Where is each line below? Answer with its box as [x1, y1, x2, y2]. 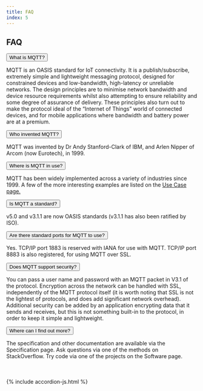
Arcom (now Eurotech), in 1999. [6, 150, 85, 157]
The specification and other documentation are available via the [6, 340, 165, 347]
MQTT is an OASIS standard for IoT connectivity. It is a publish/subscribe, [6, 66, 190, 74]
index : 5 [6, 15, 28, 21]
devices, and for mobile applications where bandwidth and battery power [6, 112, 190, 119]
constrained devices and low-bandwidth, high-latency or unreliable [6, 80, 174, 87]
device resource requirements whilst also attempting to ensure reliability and [6, 92, 198, 100]
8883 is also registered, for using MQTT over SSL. [6, 251, 131, 258]
